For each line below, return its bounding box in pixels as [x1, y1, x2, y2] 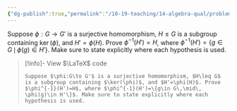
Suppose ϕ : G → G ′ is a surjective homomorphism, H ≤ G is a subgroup [7, 30, 217, 38]
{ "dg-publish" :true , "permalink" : [7, 10, 106, 18]
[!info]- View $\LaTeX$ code [24, 59, 107, 67]
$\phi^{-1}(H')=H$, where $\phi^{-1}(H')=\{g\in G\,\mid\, [24, 85, 202, 92]
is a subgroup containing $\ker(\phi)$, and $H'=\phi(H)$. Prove [24, 79, 221, 86]
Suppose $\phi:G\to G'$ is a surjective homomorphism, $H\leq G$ [24, 73, 221, 80]
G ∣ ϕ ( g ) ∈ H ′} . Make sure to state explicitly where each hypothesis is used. [7, 46, 227, 54]
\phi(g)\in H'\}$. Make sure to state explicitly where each [24, 91, 209, 98]
